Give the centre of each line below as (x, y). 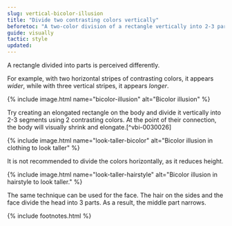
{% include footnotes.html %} (49, 216)
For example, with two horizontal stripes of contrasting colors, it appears (110, 79)
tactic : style (28, 39)
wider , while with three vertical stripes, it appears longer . (88, 86)
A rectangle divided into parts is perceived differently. (84, 65)
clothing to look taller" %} (44, 148)
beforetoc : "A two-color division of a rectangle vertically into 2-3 (111, 26)
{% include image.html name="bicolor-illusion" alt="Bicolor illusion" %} (109, 99)
